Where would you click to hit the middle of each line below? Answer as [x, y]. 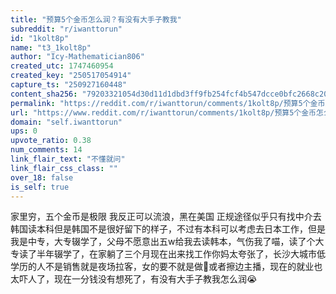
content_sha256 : [44, 94]
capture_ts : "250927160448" [69, 85]
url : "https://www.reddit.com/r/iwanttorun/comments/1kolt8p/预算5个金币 [163, 112]
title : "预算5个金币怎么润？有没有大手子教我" [96, 19]
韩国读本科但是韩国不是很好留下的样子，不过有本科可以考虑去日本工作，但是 [168, 229]
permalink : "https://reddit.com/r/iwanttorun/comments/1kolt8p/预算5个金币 [168, 103]
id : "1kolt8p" [40, 38]
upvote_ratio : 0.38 [51, 141]
